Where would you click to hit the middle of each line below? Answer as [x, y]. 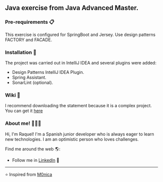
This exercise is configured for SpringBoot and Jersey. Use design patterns [80, 34]
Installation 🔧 [21, 52]
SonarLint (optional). [33, 83]
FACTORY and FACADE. [29, 40]
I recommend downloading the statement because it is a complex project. [78, 106]
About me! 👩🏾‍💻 [23, 123]
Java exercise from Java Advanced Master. [72, 8]
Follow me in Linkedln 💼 [36, 160]
